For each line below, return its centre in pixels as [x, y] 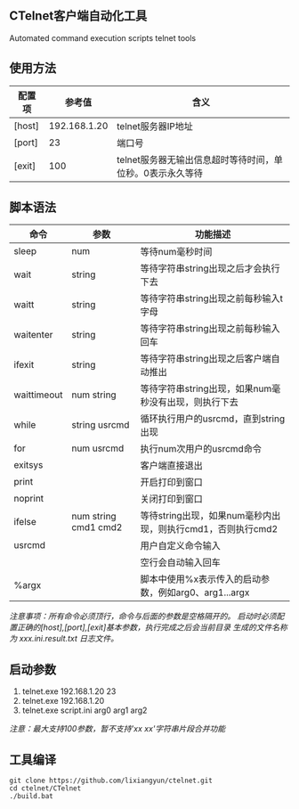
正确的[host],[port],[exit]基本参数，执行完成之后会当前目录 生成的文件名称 [152, 627]
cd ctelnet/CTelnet [45, 789]
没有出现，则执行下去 [194, 402]
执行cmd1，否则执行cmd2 [222, 529]
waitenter [33, 335]
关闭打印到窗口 [171, 499]
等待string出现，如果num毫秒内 [206, 516]
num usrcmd [97, 448]
